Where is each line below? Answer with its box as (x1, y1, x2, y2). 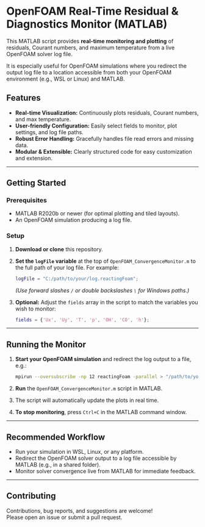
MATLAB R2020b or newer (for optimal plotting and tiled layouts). (15, 210, 180, 217)
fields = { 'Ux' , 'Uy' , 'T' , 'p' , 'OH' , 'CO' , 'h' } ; (15, 317, 149, 323)
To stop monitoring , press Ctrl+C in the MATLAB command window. (15, 409, 187, 416)
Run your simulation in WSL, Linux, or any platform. (15, 448, 145, 455)
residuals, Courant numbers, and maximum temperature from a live (6, 44, 175, 51)
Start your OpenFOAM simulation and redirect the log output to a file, (15, 356, 192, 363)
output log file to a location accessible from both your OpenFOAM (6, 68, 172, 76)
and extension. (15, 154, 53, 162)
